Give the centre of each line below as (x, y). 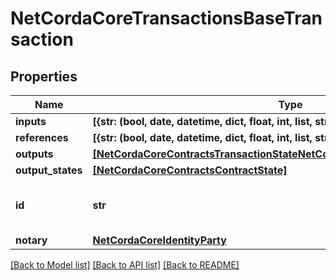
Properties (44, 76)
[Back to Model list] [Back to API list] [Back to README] (125, 265)
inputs (31, 121)
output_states (49, 170)
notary (31, 240)
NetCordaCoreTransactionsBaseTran (166, 18)
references (42, 137)
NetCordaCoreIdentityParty (159, 240)
